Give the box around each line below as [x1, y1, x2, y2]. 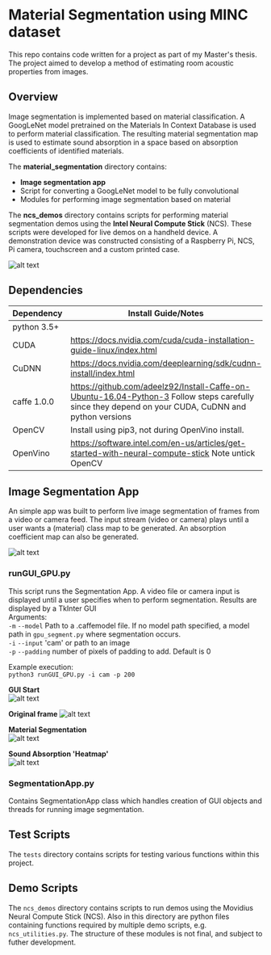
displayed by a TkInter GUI [8, 604, 97, 613]
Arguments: [8, 612, 48, 621]
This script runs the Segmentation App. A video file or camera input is [8, 586, 240, 595]
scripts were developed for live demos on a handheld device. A [8, 227, 219, 237]
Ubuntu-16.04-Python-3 [70, 390, 169, 402]
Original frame [8, 709, 58, 718]
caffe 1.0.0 [12, 396, 55, 407]
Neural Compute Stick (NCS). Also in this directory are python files [8, 911, 230, 921]
